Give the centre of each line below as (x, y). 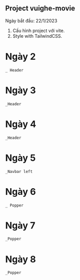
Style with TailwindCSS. (37, 36)
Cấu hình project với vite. (38, 31)
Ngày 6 (21, 192)
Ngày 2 (21, 57)
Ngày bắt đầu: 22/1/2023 (31, 20)
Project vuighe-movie (40, 8)
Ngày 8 (21, 259)
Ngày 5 (21, 158)
